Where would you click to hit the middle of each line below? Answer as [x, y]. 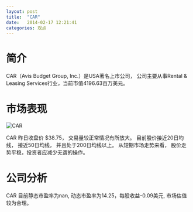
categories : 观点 [26, 28]
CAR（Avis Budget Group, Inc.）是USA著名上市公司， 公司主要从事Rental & [97, 76]
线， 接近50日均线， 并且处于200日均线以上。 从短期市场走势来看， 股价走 [96, 145]
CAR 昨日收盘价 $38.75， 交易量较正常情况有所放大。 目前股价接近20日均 [95, 138]
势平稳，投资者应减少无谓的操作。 [47, 152]
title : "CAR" [23, 17]
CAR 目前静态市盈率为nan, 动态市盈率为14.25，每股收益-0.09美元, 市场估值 [96, 196]
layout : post [22, 11]
